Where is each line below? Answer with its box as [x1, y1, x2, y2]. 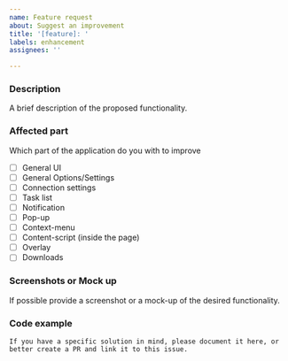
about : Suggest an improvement [9, 21, 125, 30]
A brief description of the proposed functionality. [9, 103, 188, 113]
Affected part [9, 125, 69, 137]
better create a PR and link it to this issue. [9, 344, 189, 354]
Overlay [21, 242, 51, 253]
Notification [21, 202, 65, 212]
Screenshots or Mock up [9, 275, 117, 288]
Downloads [21, 252, 64, 263]
